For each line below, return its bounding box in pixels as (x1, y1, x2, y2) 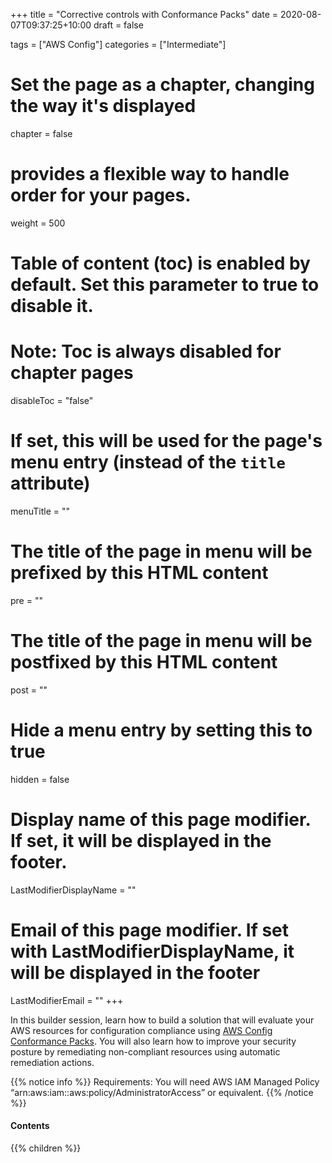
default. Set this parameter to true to (10, 274, 320, 296)
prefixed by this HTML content (10, 562, 269, 584)
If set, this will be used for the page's (10, 430, 323, 453)
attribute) (10, 472, 91, 495)
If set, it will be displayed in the (10, 829, 272, 852)
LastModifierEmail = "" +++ (10, 994, 124, 1006)
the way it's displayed (10, 95, 197, 118)
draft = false (93, 19, 144, 31)
